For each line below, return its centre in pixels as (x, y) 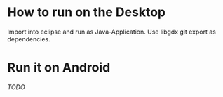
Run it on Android (59, 68)
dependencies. (29, 39)
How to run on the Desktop (87, 12)
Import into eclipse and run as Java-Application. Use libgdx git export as (111, 32)
